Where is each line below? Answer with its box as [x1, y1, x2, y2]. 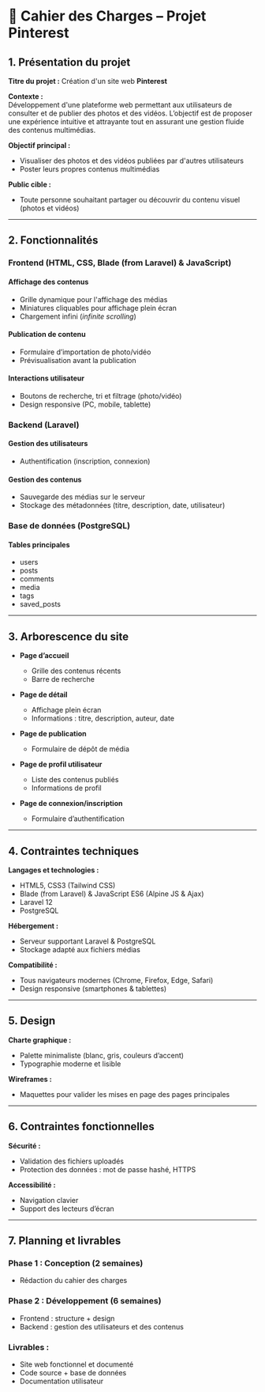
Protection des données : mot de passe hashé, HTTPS [19, 1164, 196, 1174]
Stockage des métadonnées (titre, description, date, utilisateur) [19, 501, 226, 510]
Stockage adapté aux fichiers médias [19, 945, 140, 954]
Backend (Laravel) [8, 419, 80, 430]
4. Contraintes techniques [8, 844, 140, 857]
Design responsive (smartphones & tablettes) [19, 984, 167, 993]
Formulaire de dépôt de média [31, 744, 130, 754]
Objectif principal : [8, 141, 71, 149]
